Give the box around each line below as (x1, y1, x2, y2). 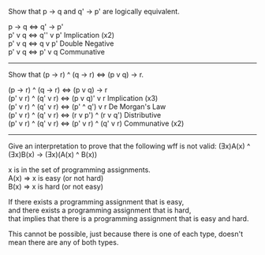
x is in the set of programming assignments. (8, 165, 151, 174)
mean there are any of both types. (8, 238, 119, 247)
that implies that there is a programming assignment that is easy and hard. (8, 214, 249, 223)
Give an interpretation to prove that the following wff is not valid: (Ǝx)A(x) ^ (8, 141, 251, 151)
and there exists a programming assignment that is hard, (8, 205, 192, 215)
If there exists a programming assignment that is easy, (8, 197, 185, 206)
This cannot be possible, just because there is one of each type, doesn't (8, 229, 243, 238)
